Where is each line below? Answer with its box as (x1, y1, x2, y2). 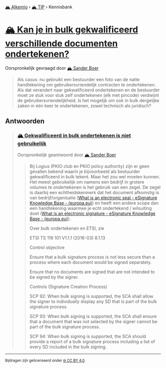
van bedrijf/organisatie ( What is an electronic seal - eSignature (29, 195, 157, 201)
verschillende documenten (5, 38, 118, 49)
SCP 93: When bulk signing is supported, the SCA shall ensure (29, 313, 157, 319)
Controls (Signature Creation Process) (29, 284, 107, 289)
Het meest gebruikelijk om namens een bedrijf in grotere (29, 179, 145, 185)
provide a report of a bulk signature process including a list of (29, 338, 155, 344)
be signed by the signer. (29, 274, 79, 280)
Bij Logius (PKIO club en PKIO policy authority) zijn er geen (29, 163, 150, 169)
